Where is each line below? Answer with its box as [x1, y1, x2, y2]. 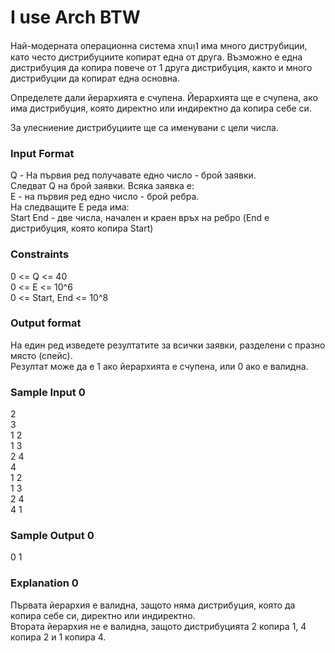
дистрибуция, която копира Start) [10, 222, 154, 235]
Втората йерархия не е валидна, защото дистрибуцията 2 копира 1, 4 [10, 620, 307, 632]
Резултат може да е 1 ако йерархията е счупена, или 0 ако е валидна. [10, 360, 309, 372]
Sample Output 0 [10, 529, 95, 543]
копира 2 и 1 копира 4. [10, 631, 107, 643]
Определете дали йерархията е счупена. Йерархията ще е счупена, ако [10, 91, 318, 103]
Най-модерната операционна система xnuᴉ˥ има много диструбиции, [10, 39, 308, 51]
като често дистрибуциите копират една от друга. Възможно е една [10, 51, 303, 63]
